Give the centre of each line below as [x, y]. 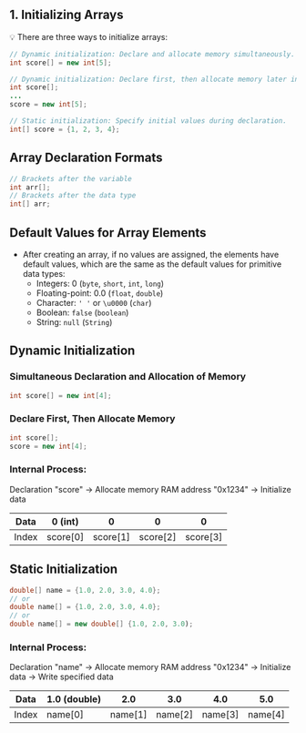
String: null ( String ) [74, 321]
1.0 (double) [74, 699]
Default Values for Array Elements [108, 233]
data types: [44, 273]
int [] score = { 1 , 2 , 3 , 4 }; [65, 129]
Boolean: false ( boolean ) [82, 312]
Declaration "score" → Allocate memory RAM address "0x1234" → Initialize [150, 489]
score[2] [158, 536]
